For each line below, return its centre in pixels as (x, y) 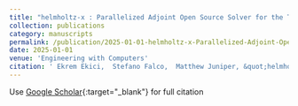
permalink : (29, 42)
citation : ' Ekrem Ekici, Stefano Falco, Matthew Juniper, (125, 67)
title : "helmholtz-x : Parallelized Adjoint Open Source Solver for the (146, 17)
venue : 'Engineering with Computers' (79, 58)
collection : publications (57, 26)
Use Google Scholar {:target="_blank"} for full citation (106, 91)
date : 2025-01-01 (41, 50)
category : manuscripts (51, 34)
